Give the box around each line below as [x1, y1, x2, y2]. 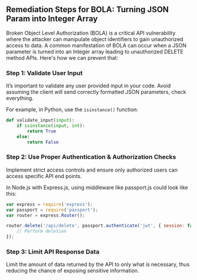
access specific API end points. [6, 172, 82, 179]
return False [27, 139, 59, 145]
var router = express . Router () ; [6, 212, 85, 218]
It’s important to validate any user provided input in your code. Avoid [6, 82, 171, 90]
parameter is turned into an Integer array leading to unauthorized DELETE [6, 48, 184, 55]
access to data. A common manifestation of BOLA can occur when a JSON [6, 42, 186, 49]
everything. [6, 95, 34, 102]
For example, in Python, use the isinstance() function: [6, 106, 139, 113]
